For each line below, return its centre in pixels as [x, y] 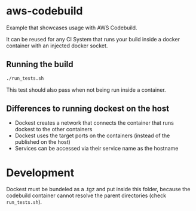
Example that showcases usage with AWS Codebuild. [72, 28]
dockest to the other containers [53, 129]
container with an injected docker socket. [57, 46]
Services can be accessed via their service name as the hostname [97, 149]
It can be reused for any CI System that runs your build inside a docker [93, 39]
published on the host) [42, 142]
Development [40, 173]
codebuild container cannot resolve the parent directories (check [86, 195]
